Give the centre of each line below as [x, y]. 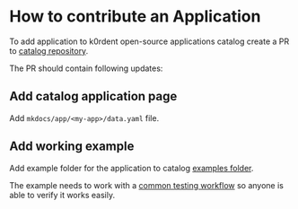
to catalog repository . [49, 50]
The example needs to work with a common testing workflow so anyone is [147, 185]
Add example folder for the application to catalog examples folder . [131, 168]
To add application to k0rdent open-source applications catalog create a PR [149, 41]
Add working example [72, 147]
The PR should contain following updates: [86, 68]
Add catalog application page [93, 96]
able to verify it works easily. [62, 195]
